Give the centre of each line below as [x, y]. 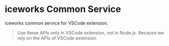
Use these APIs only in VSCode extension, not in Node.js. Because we [91, 32]
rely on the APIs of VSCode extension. [57, 38]
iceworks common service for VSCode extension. [57, 23]
